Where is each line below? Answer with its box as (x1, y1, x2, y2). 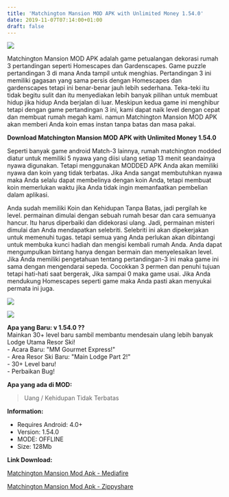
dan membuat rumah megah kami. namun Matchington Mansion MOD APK (7, 113, 217, 121)
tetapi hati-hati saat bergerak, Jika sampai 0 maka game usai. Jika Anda (7, 269, 211, 278)
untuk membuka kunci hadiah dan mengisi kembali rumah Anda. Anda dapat (7, 241, 223, 249)
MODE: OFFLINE (16, 435, 64, 443)
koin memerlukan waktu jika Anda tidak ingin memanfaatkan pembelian (7, 184, 208, 192)
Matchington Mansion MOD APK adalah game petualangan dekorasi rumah (7, 54, 219, 63)
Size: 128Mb (16, 443, 52, 451)
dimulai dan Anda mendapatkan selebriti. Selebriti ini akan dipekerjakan (7, 226, 209, 234)
